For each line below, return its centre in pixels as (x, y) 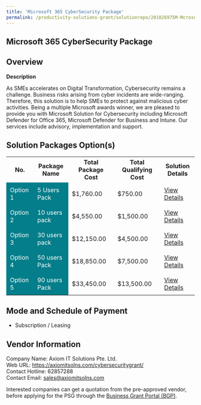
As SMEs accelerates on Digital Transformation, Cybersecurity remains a (96, 88)
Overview (25, 62)
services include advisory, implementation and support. (75, 126)
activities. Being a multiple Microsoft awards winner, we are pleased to (93, 107)
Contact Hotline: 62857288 (40, 371)
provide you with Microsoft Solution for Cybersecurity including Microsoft (97, 113)
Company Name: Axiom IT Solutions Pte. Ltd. (62, 359)
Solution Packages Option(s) (61, 145)
